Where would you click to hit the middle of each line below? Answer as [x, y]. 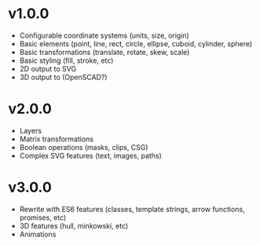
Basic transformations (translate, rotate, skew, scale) [104, 52]
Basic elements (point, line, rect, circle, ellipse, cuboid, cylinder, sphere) [136, 43]
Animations [38, 234]
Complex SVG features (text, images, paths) [91, 155]
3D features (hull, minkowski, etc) [74, 225]
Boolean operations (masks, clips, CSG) [84, 147]
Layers [30, 130]
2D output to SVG [48, 68]
